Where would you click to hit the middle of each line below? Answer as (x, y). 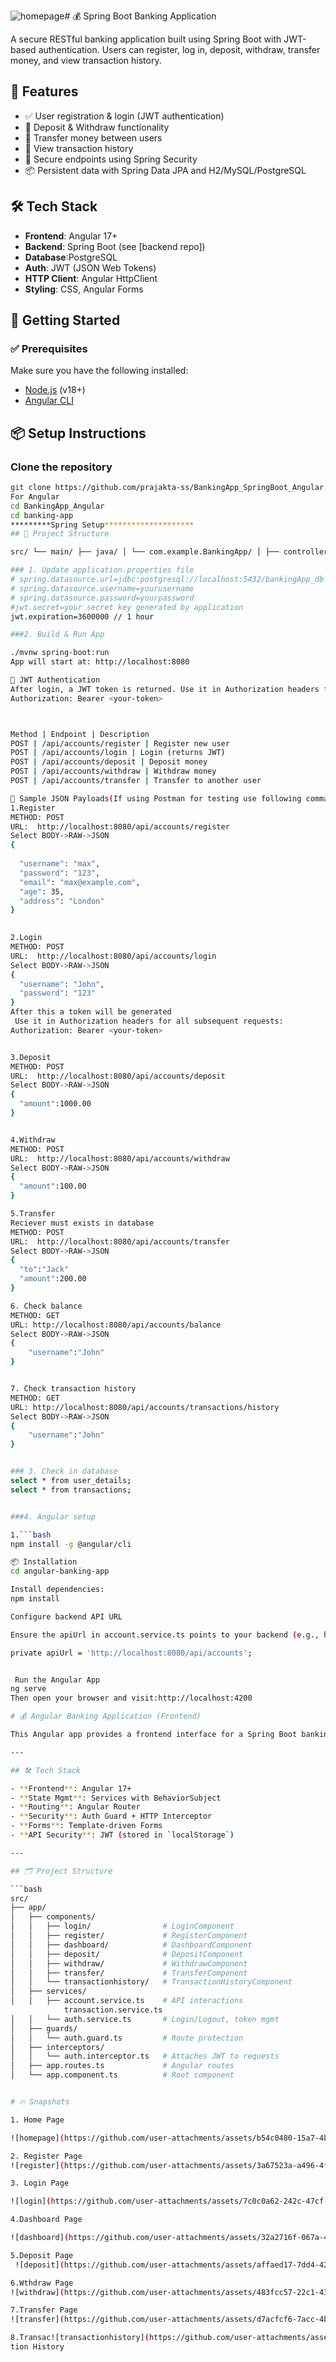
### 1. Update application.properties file (102, 570)
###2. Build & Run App (57, 635)
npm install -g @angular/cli (71, 1544)
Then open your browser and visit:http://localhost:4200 (131, 1698)
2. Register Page (46, 2156)
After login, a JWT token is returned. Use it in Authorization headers (165, 689)
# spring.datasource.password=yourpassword (102, 598)
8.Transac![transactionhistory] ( (80, 2338)
